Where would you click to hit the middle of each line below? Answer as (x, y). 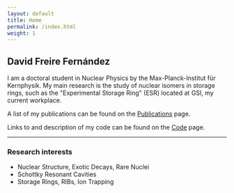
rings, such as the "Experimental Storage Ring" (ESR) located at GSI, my (110, 93)
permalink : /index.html (42, 26)
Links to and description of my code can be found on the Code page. (106, 128)
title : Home (24, 20)
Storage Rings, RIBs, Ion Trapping (65, 182)
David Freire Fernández (58, 61)
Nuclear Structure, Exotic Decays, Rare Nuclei (83, 167)
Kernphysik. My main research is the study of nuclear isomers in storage (111, 86)
